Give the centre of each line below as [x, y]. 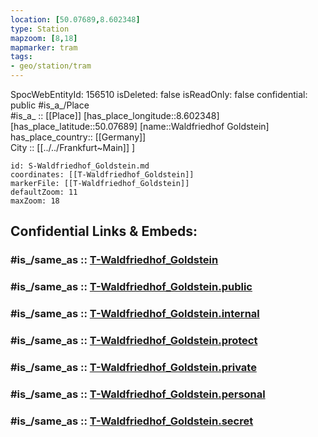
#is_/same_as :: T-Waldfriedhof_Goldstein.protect [134, 341]
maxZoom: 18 [35, 201]
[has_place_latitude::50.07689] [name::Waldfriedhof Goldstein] [140, 126]
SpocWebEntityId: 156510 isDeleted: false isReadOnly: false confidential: [159, 94]
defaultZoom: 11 [44, 192]
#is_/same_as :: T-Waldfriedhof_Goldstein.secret [132, 421]
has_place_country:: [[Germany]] [78, 137]
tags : [21, 57]
